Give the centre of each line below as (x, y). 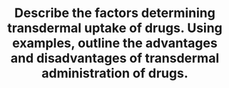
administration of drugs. (115, 73)
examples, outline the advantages (115, 43)
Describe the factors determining (115, 13)
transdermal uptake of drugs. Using (115, 28)
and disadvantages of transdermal (115, 59)
